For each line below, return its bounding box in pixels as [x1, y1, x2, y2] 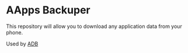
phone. [6, 29, 23, 36]
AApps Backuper [6, 3, 90, 17]
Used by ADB [6, 40, 39, 47]
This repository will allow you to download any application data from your [6, 23, 182, 30]
